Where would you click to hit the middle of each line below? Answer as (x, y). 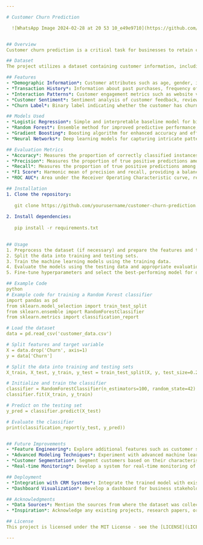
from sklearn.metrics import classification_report (72, 317)
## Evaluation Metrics (35, 150)
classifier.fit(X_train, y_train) (50, 395)
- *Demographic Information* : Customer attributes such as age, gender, (100, 83)
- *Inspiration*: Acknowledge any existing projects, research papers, (98, 511)
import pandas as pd (32, 300)
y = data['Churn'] (29, 356)
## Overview (21, 44)
